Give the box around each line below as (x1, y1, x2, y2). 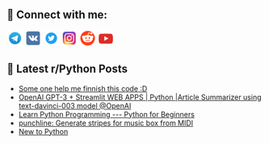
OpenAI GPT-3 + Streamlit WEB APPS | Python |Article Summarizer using (18, 92, 263, 102)
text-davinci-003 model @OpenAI (18, 100, 132, 110)
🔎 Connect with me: (6, 8, 107, 22)
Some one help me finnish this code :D (18, 83, 148, 93)
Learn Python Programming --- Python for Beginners (18, 109, 195, 119)
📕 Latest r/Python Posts (6, 62, 128, 76)
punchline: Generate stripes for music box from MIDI (18, 118, 194, 128)
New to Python (18, 126, 69, 136)
